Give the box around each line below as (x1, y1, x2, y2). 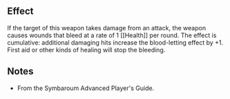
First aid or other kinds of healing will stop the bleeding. (7, 45, 166, 54)
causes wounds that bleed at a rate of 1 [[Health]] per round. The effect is (7, 31, 217, 39)
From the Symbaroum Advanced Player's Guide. (17, 84, 155, 92)
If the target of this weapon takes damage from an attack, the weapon (7, 23, 206, 32)
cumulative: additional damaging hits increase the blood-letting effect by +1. (7, 38, 224, 47)
